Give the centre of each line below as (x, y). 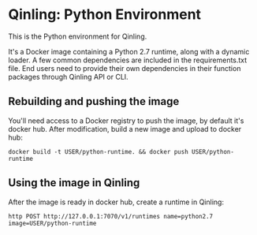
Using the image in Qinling (74, 183)
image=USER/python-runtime (52, 223)
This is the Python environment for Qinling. (78, 36)
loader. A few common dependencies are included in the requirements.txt (128, 60)
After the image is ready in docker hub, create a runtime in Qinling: (116, 202)
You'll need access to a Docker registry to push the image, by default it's (126, 121)
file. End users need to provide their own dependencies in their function (125, 68)
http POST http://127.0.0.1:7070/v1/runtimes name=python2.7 (111, 216)
